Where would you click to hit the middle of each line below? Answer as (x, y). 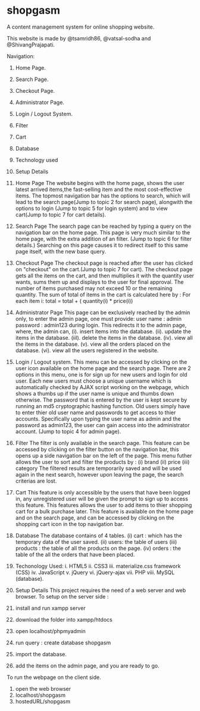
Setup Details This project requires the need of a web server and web (101, 590)
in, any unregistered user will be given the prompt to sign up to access (101, 499)
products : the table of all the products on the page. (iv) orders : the (98, 548)
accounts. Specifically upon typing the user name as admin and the (98, 419)
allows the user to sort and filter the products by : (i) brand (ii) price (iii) (102, 462)
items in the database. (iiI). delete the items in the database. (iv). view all (104, 337)
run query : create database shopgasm (63, 643)
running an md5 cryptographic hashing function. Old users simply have (102, 406)
